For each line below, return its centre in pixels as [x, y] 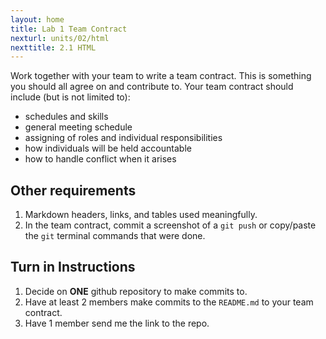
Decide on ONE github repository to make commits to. [136, 291]
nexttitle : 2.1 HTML [53, 47]
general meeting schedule [78, 127]
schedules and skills [66, 117]
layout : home [37, 19]
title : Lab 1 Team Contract [69, 29]
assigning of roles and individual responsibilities [123, 138]
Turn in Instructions [73, 267]
